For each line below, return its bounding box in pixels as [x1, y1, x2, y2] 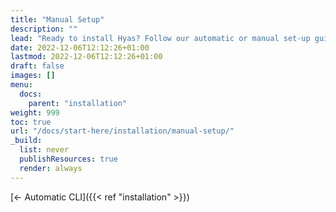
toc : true [10, 117, 52, 127]
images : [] [10, 71, 56, 81]
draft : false [10, 61, 65, 71]
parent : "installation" [28, 98, 128, 108]
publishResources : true [19, 154, 118, 164]
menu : [10, 80, 33, 90]
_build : [10, 136, 43, 146]
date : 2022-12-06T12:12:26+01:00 [10, 42, 150, 53]
